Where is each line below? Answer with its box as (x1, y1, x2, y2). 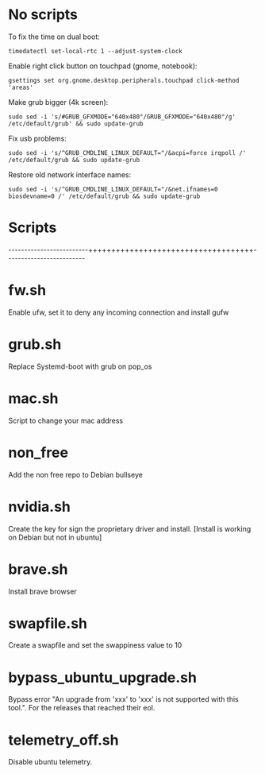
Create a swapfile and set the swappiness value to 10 (8, 640, 182, 650)
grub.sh (8, 335, 62, 353)
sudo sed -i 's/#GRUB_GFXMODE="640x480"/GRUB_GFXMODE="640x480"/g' (8, 113, 236, 121)
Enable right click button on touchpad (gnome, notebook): (8, 61, 198, 71)
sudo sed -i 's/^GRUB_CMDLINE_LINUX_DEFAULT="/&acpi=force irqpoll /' (8, 149, 247, 157)
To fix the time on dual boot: (8, 32, 101, 41)
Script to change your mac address (8, 416, 124, 425)
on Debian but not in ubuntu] (8, 532, 102, 542)
